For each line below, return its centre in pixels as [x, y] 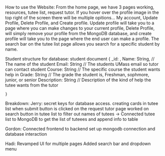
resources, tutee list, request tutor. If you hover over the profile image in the [82, 12]
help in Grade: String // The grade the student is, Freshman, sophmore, [77, 75]
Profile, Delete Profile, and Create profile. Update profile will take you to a [80, 23]
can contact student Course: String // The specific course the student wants [83, 69]
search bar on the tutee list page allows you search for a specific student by [82, 44]
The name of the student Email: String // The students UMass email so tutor [82, 64]
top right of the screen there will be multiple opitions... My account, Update [82, 18]
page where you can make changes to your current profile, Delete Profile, [80, 28]
